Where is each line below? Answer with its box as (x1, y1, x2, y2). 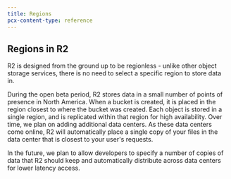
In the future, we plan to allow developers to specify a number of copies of (7, 149, 224, 157)
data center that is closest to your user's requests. (7, 135, 154, 144)
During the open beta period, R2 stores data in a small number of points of (7, 90, 223, 99)
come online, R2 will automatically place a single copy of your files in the (7, 128, 218, 136)
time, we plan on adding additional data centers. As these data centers (7, 121, 213, 129)
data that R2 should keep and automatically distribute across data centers (7, 156, 222, 165)
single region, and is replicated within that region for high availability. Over (7, 113, 223, 121)
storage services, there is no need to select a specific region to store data (7, 69, 222, 78)
